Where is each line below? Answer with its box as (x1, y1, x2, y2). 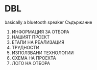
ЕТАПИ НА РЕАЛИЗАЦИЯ (11, 39, 65, 45)
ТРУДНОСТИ (11, 44, 40, 50)
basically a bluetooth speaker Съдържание (4, 19, 93, 25)
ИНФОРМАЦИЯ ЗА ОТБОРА (11, 29, 70, 35)
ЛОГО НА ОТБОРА (11, 60, 50, 66)
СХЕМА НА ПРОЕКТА (11, 55, 56, 61)
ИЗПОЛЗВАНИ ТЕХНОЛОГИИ (11, 50, 74, 56)
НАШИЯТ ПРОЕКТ (11, 34, 50, 40)
